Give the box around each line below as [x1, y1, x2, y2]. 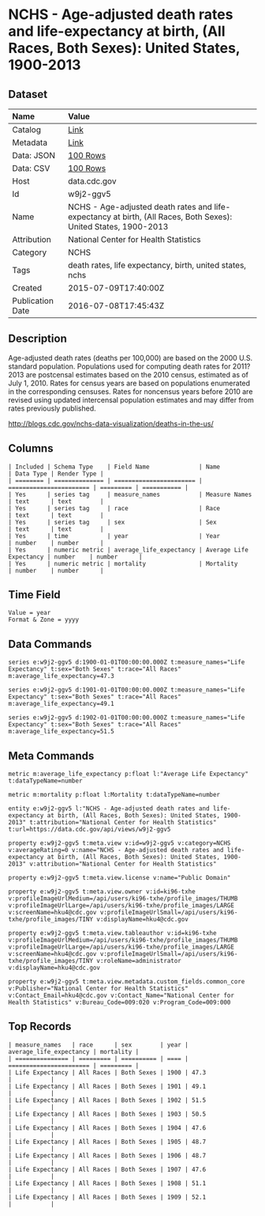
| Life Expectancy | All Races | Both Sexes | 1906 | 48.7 [8, 1151, 207, 1160]
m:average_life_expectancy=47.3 [8, 672, 114, 680]
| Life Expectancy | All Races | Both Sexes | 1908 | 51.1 [8, 1179, 207, 1188]
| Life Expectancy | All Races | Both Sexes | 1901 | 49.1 [8, 1082, 207, 1090]
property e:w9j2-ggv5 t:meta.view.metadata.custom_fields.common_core [8, 978, 245, 986]
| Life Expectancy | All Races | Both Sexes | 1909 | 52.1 [8, 1193, 207, 1201]
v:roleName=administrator [95, 957, 181, 965]
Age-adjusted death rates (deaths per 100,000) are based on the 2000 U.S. [8, 353, 253, 362]
